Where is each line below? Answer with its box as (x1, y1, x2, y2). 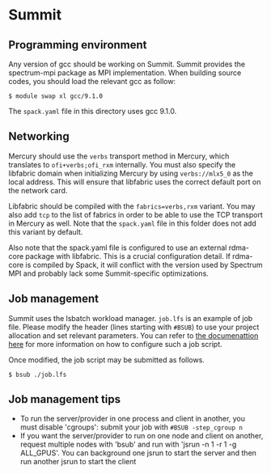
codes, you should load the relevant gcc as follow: (8, 77, 176, 86)
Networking (8, 129, 70, 143)
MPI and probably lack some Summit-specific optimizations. (8, 269, 209, 278)
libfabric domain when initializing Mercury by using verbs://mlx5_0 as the (8, 168, 253, 178)
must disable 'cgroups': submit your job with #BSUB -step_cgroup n (19, 422, 243, 432)
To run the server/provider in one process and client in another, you (19, 414, 245, 424)
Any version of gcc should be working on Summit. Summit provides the (8, 59, 245, 69)
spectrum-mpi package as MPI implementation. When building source (8, 68, 242, 78)
